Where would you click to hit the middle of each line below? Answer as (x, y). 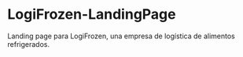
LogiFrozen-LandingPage (92, 14)
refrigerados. (29, 44)
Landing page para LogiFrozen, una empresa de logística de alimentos (121, 36)
